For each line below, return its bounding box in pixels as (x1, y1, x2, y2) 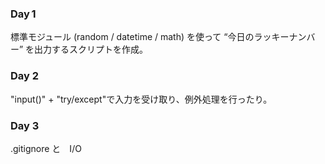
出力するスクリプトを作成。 (34, 43, 149, 56)
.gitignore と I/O (10, 142, 82, 154)
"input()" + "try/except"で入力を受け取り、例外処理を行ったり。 (10, 93, 273, 105)
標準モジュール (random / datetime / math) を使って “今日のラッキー (10, 31, 290, 43)
